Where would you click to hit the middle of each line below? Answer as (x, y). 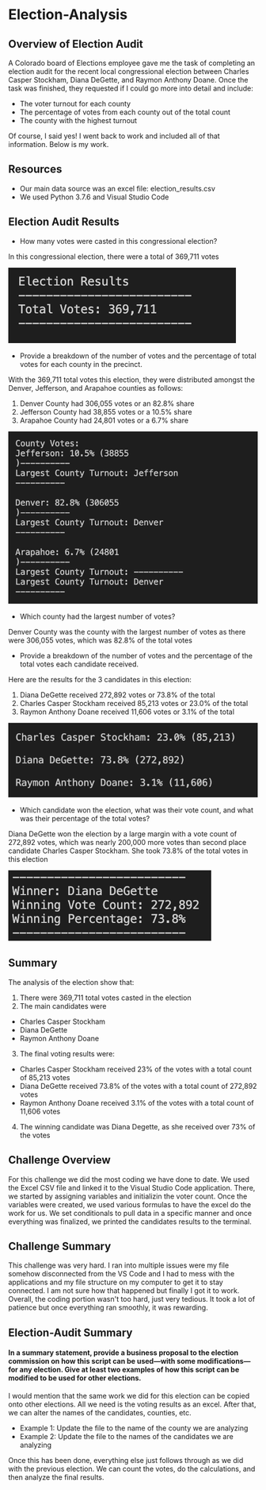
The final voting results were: (67, 1053)
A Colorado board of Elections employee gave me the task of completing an (132, 63)
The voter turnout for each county (75, 104)
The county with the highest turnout (78, 120)
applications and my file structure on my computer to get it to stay (116, 1282)
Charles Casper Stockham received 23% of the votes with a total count (135, 1069)
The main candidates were (63, 1006)
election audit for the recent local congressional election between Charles (129, 71)
